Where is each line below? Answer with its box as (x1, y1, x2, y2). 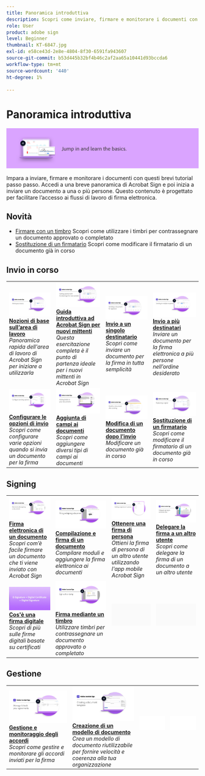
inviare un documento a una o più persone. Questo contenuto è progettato (6, 187, 193, 195)
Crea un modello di (72, 734, 120, 742)
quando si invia (9, 446, 48, 453)
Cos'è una (9, 611, 35, 618)
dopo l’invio (106, 432, 137, 440)
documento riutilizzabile (72, 741, 133, 749)
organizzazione (72, 761, 112, 768)
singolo (106, 327, 125, 334)
